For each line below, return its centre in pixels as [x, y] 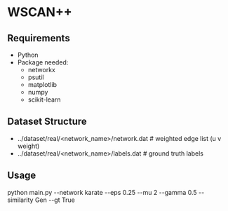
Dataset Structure [47, 122]
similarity [20, 200]
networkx [42, 70]
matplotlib [42, 84]
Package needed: [43, 62]
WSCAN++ [40, 12]
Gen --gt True [55, 200]
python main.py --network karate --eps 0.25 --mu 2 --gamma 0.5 [102, 192]
